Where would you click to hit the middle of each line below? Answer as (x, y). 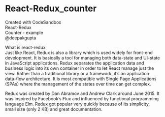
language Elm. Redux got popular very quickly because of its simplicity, (78, 104)
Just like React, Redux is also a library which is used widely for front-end (79, 53)
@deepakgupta (21, 38)
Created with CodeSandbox (33, 22)
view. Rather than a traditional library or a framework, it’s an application (77, 73)
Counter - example (24, 32)
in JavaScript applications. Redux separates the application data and (75, 63)
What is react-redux (25, 47)
